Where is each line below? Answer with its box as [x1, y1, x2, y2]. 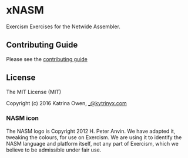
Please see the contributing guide [6, 55, 88, 62]
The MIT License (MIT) [6, 88, 62, 95]
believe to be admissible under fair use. [6, 146, 102, 153]
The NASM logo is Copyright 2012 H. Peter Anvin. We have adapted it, [6, 127, 176, 135]
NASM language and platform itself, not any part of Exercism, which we [6, 140, 179, 147]
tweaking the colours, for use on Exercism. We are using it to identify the [6, 133, 182, 141]
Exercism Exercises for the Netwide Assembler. [6, 23, 120, 30]
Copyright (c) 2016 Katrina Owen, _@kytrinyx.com [6, 99, 127, 106]
